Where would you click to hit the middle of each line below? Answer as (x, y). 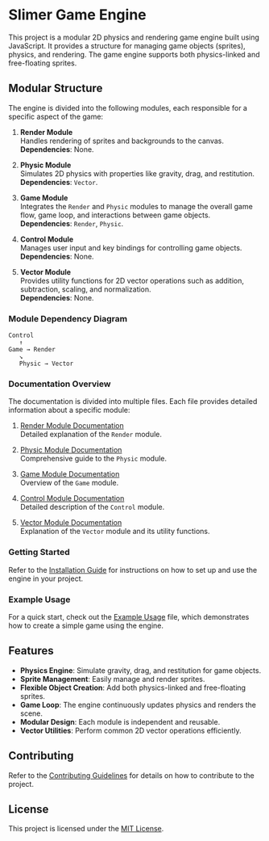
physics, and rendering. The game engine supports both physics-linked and (134, 54)
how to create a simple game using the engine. (86, 625)
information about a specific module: (69, 410)
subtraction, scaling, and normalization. (85, 289)
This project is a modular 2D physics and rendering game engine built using (134, 37)
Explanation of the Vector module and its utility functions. (115, 532)
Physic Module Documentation (71, 450)
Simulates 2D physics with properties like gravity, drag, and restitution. (137, 173)
